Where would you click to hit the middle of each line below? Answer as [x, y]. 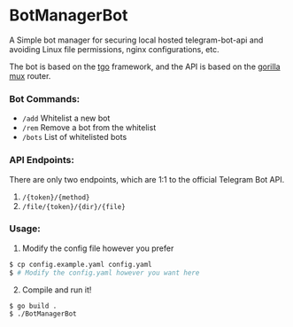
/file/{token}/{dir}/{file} [73, 206]
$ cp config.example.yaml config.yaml [81, 264]
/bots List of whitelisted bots [74, 137]
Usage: [25, 229]
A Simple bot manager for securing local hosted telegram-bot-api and [136, 40]
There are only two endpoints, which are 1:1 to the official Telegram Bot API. [147, 179]
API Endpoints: [42, 160]
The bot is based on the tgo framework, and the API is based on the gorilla [145, 66]
